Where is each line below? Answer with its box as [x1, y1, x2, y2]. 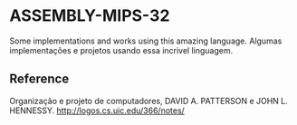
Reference [9, 72, 70, 87]
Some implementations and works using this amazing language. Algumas [9, 35, 283, 46]
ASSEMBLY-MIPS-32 [9, 5, 170, 26]
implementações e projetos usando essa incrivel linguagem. [9, 44, 234, 55]
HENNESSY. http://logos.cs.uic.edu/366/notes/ [9, 105, 186, 116]
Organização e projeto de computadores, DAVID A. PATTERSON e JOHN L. [9, 95, 288, 106]
